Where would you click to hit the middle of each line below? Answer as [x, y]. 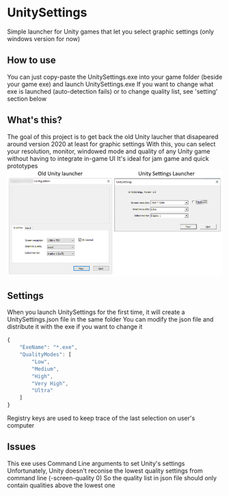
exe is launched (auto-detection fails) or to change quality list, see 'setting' [112, 91]
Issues [22, 447]
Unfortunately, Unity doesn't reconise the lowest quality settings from [105, 471]
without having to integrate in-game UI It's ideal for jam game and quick [108, 158]
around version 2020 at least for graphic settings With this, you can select [111, 144]
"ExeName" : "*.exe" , [49, 348]
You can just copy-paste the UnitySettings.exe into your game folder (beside [115, 77]
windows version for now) [44, 38]
